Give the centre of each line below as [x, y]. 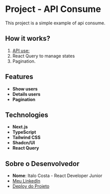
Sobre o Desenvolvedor [42, 163]
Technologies [27, 115]
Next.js [20, 127]
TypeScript [24, 132]
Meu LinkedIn [26, 181]
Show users [25, 89]
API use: [21, 50]
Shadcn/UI [24, 143]
